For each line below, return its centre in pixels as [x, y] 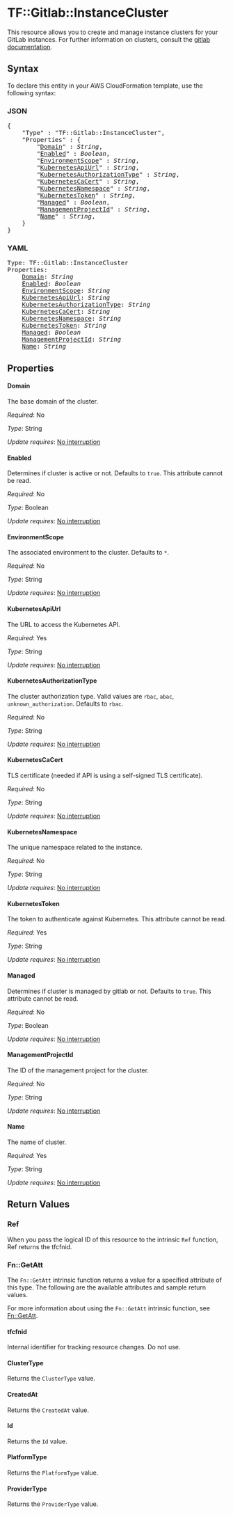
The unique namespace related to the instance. [75, 848]
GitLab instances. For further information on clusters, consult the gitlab [109, 39]
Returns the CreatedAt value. [48, 1410]
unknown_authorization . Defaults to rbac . [65, 704]
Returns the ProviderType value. [53, 1504]
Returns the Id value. [37, 1441]
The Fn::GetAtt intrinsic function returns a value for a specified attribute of [115, 1280]
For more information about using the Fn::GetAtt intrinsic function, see [109, 1308]
